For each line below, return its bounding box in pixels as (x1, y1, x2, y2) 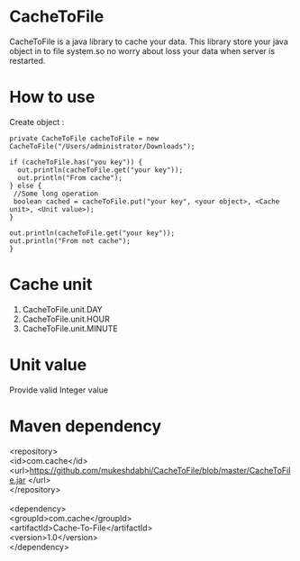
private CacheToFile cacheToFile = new (9, 133, 159, 143)
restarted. (9, 55, 46, 66)
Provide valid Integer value (9, 385, 109, 395)
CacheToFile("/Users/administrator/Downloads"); (9, 141, 195, 150)
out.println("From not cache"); (9, 236, 131, 245)
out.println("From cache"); (17, 173, 123, 182)
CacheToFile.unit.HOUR (22, 313, 110, 324)
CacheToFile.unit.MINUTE (22, 322, 119, 334)
